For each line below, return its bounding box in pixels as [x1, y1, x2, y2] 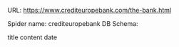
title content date [7, 33, 58, 41]
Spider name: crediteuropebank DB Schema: [7, 20, 138, 27]
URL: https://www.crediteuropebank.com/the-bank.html [7, 6, 172, 14]
